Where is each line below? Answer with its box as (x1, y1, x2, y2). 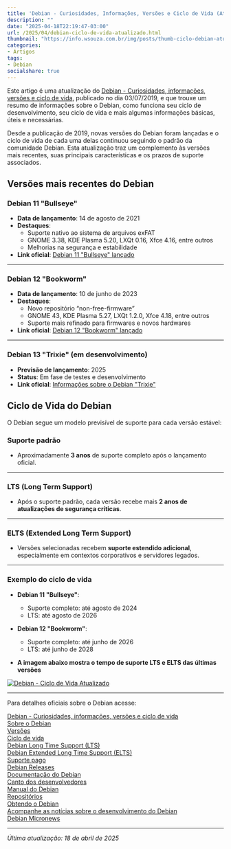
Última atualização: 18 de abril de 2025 (7, 834, 119, 842)
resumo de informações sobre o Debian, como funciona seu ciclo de (7, 101, 201, 109)
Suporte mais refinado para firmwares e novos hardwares (27, 319, 191, 327)
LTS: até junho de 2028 (27, 645, 94, 653)
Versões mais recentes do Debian (7, 178, 155, 190)
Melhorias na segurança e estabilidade (27, 243, 137, 251)
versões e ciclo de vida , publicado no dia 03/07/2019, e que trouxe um (7, 93, 208, 102)
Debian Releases (7, 763, 55, 771)
